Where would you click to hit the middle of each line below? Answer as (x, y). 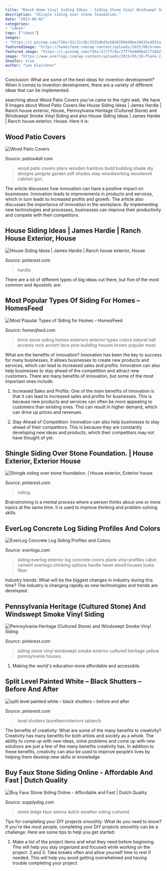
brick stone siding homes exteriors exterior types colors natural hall (86, 339)
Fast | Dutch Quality (37, 780)
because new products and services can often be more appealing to (82, 401)
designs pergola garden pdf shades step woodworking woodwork (85, 173)
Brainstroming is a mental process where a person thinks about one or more (83, 502)
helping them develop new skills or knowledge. (53, 757)
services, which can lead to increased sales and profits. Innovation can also (83, 365)
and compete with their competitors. (42, 215)
